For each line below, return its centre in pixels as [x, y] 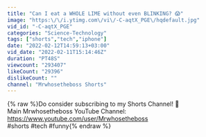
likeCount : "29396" [35, 71]
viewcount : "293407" [37, 65]
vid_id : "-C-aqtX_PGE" [40, 26]
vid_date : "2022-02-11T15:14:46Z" [57, 53]
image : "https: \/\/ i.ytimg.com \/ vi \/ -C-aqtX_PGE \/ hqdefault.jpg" [103, 20]
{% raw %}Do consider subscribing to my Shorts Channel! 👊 [93, 104]
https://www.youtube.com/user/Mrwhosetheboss [78, 119]
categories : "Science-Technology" [57, 33]
